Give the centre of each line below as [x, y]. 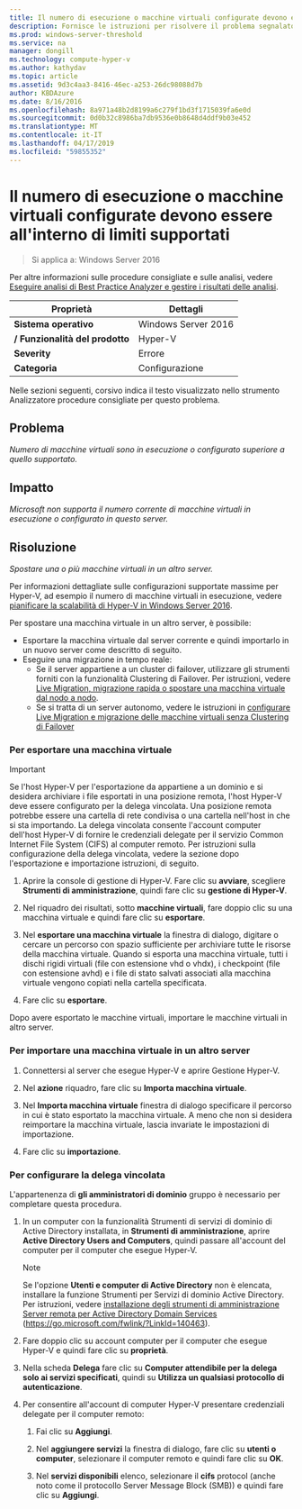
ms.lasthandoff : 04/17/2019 [62, 143]
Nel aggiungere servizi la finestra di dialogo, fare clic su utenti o [156, 1449]
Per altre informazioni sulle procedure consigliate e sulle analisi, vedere [141, 277]
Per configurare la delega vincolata [88, 1175]
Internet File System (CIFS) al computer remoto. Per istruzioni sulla [133, 844]
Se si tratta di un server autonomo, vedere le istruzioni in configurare [163, 707]
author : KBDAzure [42, 93]
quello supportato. [44, 459]
